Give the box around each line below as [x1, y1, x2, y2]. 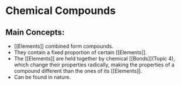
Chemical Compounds [5, 4, 116, 17]
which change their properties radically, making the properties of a [13, 61, 175, 68]
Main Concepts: [5, 27, 65, 37]
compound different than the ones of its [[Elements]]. [13, 68, 142, 74]
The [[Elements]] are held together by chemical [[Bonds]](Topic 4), [13, 55, 176, 62]
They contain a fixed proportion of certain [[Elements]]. [13, 49, 147, 56]
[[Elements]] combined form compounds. [13, 42, 114, 49]
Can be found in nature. [13, 74, 71, 80]
